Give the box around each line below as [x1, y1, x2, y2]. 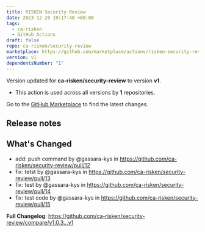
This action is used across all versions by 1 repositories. [15, 89, 156, 96]
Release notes [6, 118, 62, 128]
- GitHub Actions [12, 32, 56, 38]
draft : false [6, 37, 40, 43]
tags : [6, 20, 20, 26]
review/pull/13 [15, 175, 51, 182]
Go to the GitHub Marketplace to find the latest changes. [6, 100, 148, 107]
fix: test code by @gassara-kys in [15, 194, 100, 201]
